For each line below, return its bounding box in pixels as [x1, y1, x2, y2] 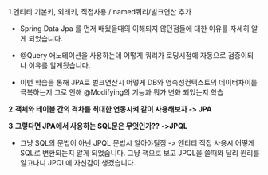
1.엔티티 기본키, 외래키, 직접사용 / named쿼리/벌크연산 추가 [8, 7, 192, 16]
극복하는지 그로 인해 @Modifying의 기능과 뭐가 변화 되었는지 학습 [19, 87, 224, 97]
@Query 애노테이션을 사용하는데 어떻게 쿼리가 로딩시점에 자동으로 [19, 51, 227, 60]
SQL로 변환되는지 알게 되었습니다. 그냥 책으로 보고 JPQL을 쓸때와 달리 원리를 [19, 148, 260, 157]
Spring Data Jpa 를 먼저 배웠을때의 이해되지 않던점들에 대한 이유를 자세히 [19, 24, 250, 33]
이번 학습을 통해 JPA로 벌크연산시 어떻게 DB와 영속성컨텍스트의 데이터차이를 [19, 78, 258, 87]
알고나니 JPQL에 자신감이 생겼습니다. [19, 158, 136, 167]
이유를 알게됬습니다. [28, 60, 91, 70]
